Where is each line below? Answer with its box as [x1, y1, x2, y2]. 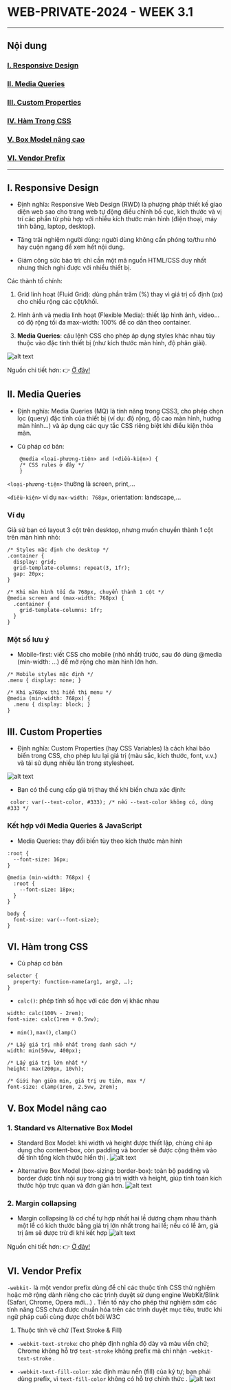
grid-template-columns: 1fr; [19, 607, 103, 614]
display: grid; [13, 559, 57, 566]
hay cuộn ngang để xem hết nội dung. [16, 243, 125, 252]
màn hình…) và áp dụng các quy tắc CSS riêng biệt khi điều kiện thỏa [16, 421, 214, 429]
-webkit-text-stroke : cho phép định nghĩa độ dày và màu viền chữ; [16, 1340, 209, 1348]
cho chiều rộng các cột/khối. [16, 298, 99, 306]
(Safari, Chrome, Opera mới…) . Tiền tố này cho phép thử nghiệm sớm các [7, 1298, 217, 1307]
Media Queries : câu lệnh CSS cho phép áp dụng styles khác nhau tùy [16, 331, 215, 340]
